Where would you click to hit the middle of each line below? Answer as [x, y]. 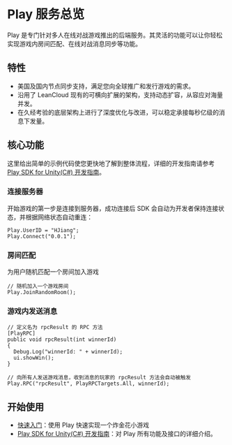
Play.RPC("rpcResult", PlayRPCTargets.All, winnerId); [88, 384]
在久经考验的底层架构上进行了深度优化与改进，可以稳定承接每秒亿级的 [118, 112]
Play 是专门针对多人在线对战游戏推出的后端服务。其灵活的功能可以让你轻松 [115, 35]
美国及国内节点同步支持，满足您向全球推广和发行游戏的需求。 [106, 86]
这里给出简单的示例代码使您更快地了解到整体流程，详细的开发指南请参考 [111, 163]
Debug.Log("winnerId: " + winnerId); [68, 352]
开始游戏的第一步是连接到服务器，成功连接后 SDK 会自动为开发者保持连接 [113, 208]
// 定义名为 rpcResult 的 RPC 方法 [55, 328]
